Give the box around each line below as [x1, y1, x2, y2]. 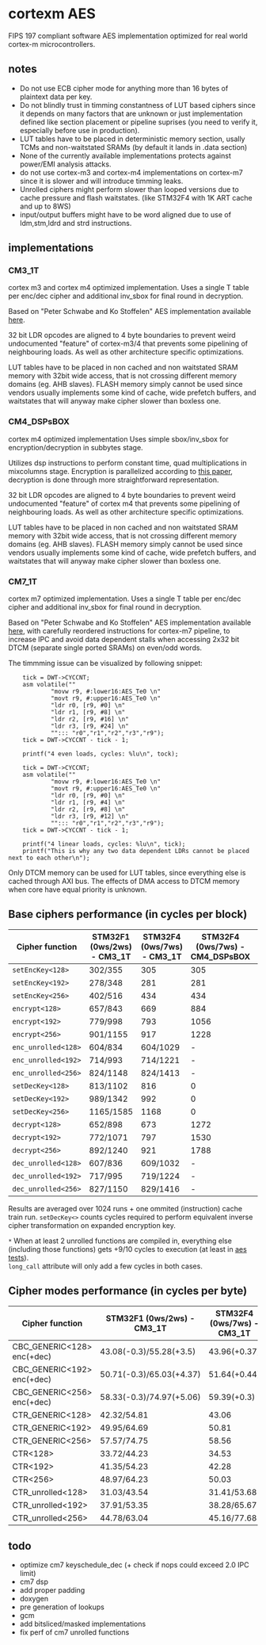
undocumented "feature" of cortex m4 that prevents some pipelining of [8, 499, 241, 508]
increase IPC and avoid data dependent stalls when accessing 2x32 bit [8, 635, 240, 645]
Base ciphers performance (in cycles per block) [8, 908, 248, 921]
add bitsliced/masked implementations [19, 1619, 146, 1629]
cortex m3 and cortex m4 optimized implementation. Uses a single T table [8, 283, 249, 293]
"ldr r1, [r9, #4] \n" [50, 798, 126, 807]
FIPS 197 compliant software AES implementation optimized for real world [8, 31, 248, 40]
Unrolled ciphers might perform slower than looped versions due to [19, 184, 239, 194]
